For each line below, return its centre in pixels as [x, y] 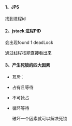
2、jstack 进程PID [23, 31]
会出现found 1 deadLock [29, 42]
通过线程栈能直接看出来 [28, 53]
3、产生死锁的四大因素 [28, 65]
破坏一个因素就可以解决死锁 [40, 118]
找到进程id [15, 19]
